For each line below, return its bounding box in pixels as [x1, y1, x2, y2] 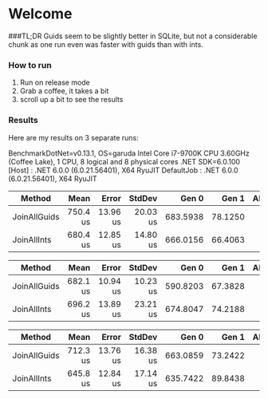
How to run [8, 59, 52, 70]
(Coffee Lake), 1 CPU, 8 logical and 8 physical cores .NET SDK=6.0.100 [8, 156, 241, 166]
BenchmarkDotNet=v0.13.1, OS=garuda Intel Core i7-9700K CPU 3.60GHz [8, 148, 250, 158]
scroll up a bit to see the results [19, 95, 124, 105]
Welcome [8, 5, 73, 23]
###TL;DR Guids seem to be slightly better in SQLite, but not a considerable [8, 31, 258, 41]
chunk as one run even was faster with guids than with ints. [8, 39, 203, 49]
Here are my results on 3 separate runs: [8, 132, 140, 142]
